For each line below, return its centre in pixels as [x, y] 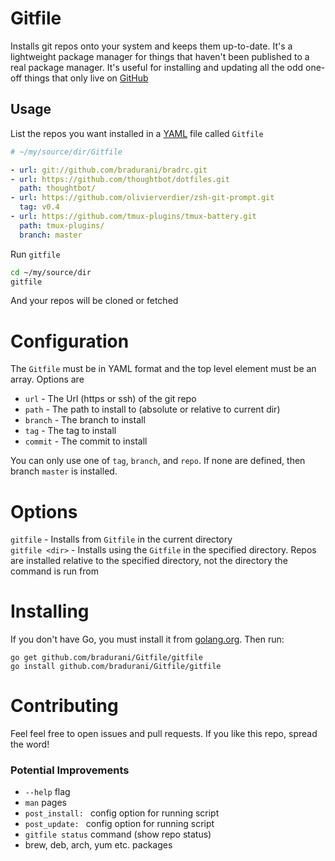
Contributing [64, 706]
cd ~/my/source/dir [51, 272]
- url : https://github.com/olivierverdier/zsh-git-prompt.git [142, 198]
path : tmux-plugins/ [62, 225]
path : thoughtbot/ [58, 188]
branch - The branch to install [85, 420]
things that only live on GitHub [86, 78]
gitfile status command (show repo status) [118, 834]
